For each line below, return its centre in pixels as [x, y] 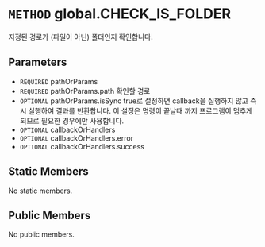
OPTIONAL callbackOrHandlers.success [82, 146]
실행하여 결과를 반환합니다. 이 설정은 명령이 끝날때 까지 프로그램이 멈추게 [140, 110]
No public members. [42, 234]
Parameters [38, 62]
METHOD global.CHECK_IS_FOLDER [120, 14]
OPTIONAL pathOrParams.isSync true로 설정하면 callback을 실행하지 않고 [134, 101]
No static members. [40, 191]
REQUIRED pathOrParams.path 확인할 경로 [85, 91]
